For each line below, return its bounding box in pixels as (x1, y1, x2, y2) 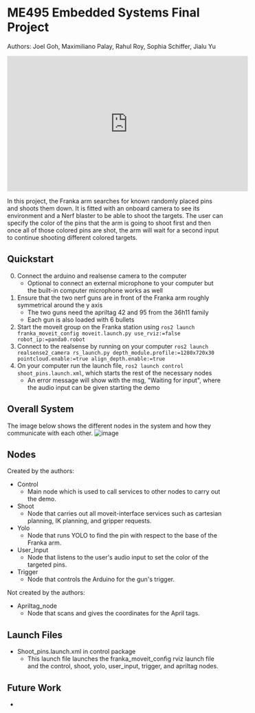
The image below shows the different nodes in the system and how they (7, 421, 212, 430)
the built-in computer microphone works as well (27, 286, 164, 294)
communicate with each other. (7, 428, 93, 437)
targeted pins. (27, 560, 67, 569)
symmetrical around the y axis (16, 300, 103, 309)
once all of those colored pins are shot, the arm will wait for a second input (7, 226, 219, 234)
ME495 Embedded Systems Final (7, 5, 201, 21)
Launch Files (7, 629, 63, 641)
